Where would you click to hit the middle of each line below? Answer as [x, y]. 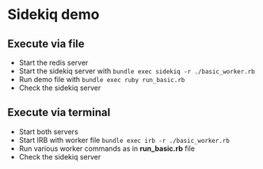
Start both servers [48, 131]
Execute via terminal [59, 113]
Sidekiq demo [53, 15]
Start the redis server [53, 62]
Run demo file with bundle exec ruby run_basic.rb [102, 79]
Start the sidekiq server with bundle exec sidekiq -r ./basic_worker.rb [137, 71]
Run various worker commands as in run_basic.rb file [107, 148]
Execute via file [46, 44]
